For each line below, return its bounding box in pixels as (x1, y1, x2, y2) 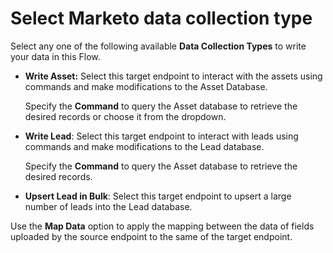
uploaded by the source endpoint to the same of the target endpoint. (10, 230, 293, 242)
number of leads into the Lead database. (24, 200, 193, 212)
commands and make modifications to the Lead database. (24, 140, 265, 152)
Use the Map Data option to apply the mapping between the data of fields (10, 220, 315, 232)
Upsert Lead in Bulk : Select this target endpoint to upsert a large (24, 190, 292, 202)
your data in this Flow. (10, 50, 101, 62)
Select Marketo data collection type (10, 7, 313, 30)
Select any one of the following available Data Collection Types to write (10, 40, 307, 52)
